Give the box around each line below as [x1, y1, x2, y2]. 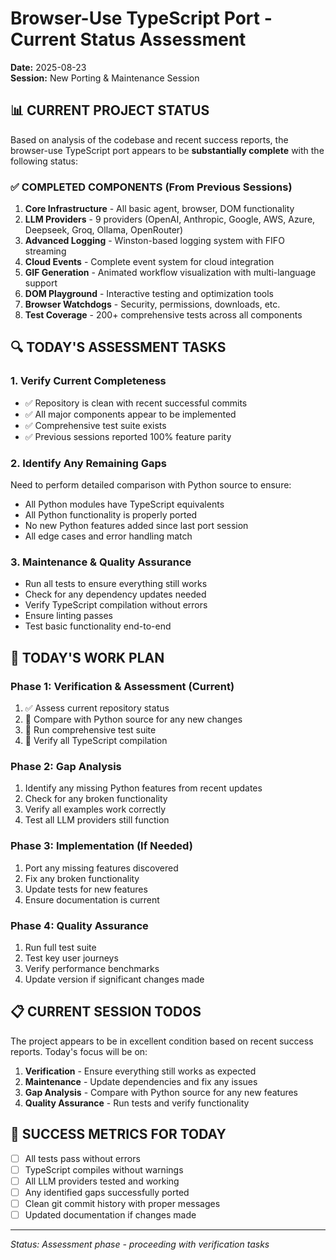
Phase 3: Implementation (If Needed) [10, 839, 193, 853]
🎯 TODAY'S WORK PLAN [10, 649, 165, 666]
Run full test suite [24, 941, 97, 953]
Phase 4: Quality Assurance [10, 918, 149, 932]
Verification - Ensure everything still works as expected [24, 1065, 257, 1077]
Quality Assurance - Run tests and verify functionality [24, 1097, 250, 1109]
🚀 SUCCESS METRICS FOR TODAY [10, 1126, 227, 1143]
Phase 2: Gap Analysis [10, 759, 122, 773]
